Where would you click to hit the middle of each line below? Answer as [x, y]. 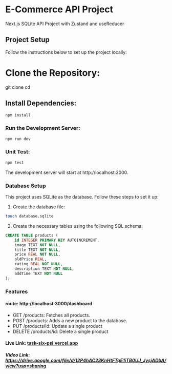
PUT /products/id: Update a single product [58, 326]
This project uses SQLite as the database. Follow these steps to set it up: [82, 197]
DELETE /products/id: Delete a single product [60, 331]
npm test [15, 163]
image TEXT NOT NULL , [37, 245]
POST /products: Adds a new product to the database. [70, 320]
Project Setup [28, 40]
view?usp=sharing [26, 366]
